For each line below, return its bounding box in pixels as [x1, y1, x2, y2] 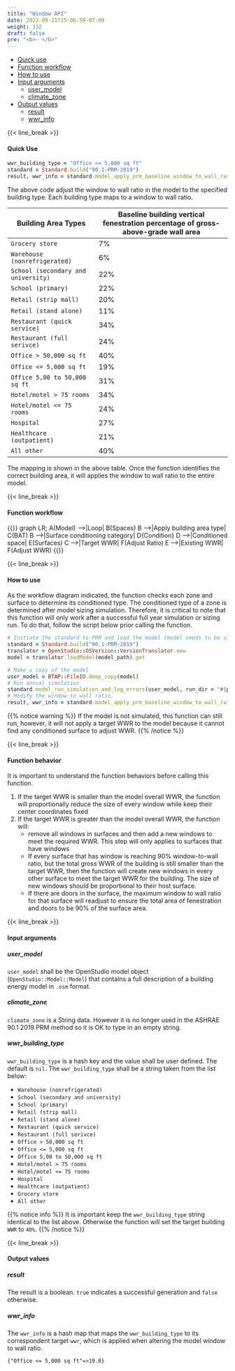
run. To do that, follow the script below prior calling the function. [7, 621, 192, 629]
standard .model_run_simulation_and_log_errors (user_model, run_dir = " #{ [7, 686, 227, 693]
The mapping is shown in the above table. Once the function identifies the [7, 464, 220, 472]
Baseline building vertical [117, 209, 205, 219]
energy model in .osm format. [7, 982, 91, 990]
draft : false [7, 29, 45, 37]
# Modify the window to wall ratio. [7, 693, 114, 700]
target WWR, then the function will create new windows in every [27, 867, 213, 875]
